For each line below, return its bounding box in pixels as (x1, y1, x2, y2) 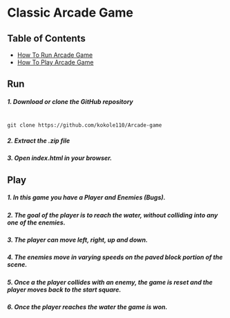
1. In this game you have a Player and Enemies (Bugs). (7, 193, 166, 202)
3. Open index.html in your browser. (7, 154, 113, 162)
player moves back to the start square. (7, 285, 122, 294)
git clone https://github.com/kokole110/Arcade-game (7, 122, 162, 129)
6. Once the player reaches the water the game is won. (7, 303, 168, 311)
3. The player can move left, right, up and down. (7, 236, 148, 244)
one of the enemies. (7, 218, 66, 227)
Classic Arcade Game (7, 5, 133, 21)
